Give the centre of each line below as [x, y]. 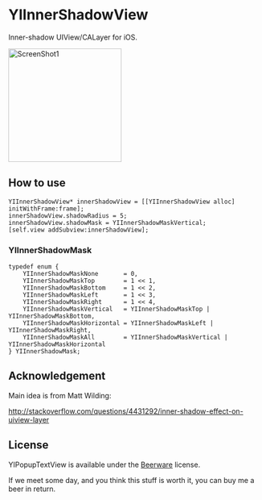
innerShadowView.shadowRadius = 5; [68, 215]
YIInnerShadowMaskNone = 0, [80, 274]
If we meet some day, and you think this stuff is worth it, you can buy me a [131, 480]
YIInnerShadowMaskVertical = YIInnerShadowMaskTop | [117, 309]
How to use [37, 183]
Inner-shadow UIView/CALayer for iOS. [73, 37]
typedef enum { [34, 267]
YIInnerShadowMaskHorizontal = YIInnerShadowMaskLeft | [119, 323]
